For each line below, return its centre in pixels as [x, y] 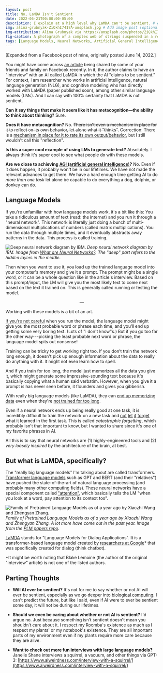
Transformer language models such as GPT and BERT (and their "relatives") [81, 478]
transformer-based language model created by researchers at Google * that [81, 543]
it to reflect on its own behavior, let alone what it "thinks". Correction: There [81, 130]
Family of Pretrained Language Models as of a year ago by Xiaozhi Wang [79, 518]
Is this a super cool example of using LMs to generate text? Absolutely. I [79, 149]
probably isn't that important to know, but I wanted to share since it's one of [81, 425]
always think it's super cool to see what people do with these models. [75, 155]
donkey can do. [21, 185]
